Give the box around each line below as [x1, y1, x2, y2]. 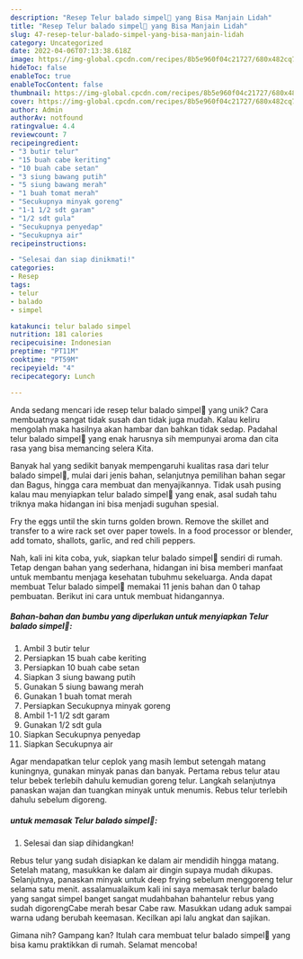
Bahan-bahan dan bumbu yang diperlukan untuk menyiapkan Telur [10, 611, 269, 622]
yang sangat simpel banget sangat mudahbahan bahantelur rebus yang [10, 893, 275, 904]
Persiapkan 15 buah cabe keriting [22, 653, 147, 664]
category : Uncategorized [10, 38, 103, 48]
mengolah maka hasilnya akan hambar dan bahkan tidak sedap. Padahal [10, 424, 278, 435]
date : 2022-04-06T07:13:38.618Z [10, 47, 131, 56]
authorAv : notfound [10, 113, 84, 122]
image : [10, 55, 35, 64]
